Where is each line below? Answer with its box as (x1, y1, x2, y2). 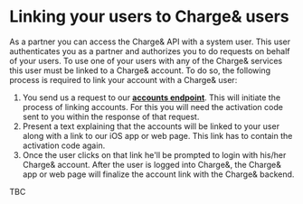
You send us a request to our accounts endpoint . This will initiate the (22, 92, 281, 103)
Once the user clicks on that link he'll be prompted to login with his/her (22, 149, 287, 160)
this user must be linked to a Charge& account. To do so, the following (9, 65, 271, 76)
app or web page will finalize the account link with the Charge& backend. (22, 169, 295, 180)
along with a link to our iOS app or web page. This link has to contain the (22, 130, 293, 141)
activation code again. (22, 140, 106, 151)
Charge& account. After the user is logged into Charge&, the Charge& (22, 159, 282, 170)
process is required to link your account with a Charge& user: (9, 74, 238, 85)
